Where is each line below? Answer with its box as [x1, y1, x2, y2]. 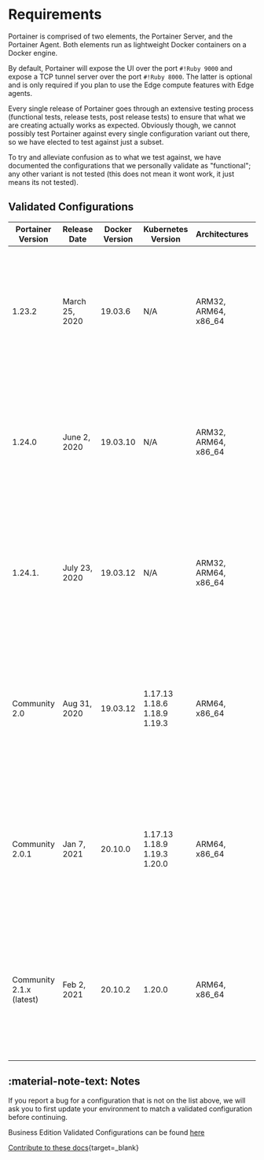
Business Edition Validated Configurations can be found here [8, 1127, 205, 1137]
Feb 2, [62, 979, 86, 990]
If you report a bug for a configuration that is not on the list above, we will [8, 1096, 246, 1105]
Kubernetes [143, 223, 189, 234]
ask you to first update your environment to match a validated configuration [8, 1103, 253, 1114]
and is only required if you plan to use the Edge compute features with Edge [8, 80, 255, 90]
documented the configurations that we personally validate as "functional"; [8, 160, 251, 170]
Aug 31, [62, 698, 93, 709]
